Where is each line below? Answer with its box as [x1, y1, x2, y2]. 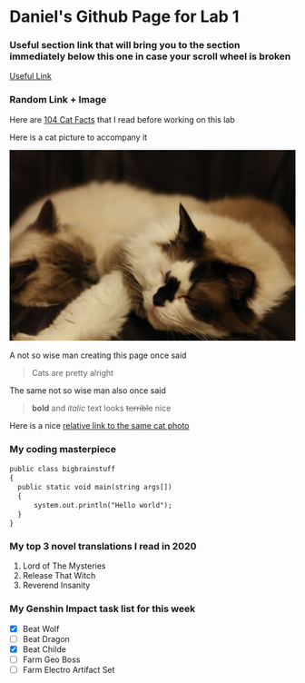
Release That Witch [22, 570, 96, 581]
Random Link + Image [9, 94, 107, 106]
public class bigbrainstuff [9, 465, 116, 474]
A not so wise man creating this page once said [9, 350, 187, 361]
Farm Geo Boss [22, 654, 81, 665]
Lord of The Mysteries [22, 560, 106, 571]
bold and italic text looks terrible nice [31, 402, 172, 413]
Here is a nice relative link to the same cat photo [9, 420, 190, 431]
